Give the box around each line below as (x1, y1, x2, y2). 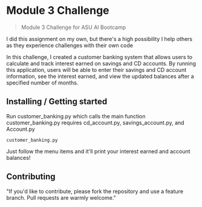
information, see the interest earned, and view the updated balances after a (6, 72, 195, 80)
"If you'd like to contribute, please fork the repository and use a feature (6, 188, 183, 195)
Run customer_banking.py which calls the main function (6, 112, 146, 119)
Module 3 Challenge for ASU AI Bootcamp (21, 24, 126, 31)
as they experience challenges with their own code (6, 42, 133, 49)
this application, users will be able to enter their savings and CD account (6, 66, 186, 73)
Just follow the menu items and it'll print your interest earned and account (6, 147, 191, 154)
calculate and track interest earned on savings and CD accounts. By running (6, 60, 197, 67)
